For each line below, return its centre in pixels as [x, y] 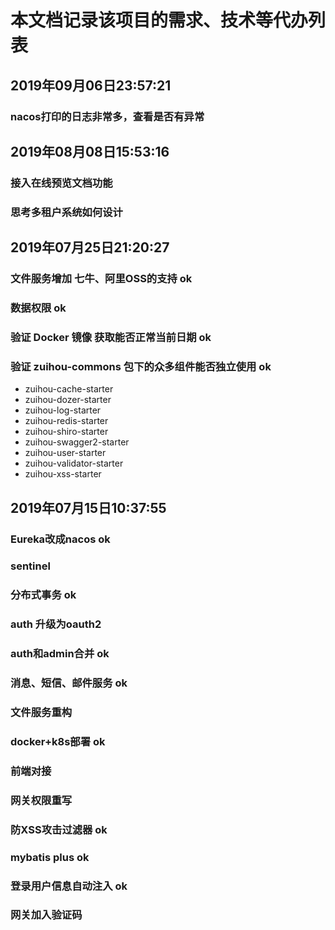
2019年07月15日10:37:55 [88, 507]
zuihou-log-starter [63, 410]
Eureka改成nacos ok [60, 539]
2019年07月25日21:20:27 [90, 247]
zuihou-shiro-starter [66, 432]
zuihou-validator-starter [74, 463]
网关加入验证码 [46, 915]
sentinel [30, 566]
